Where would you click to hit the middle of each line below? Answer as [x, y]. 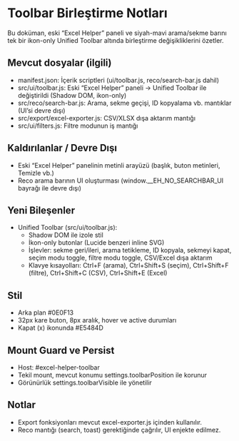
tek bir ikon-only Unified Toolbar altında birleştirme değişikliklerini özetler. [116, 40]
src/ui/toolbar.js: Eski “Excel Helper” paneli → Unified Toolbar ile [112, 88]
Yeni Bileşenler [41, 210]
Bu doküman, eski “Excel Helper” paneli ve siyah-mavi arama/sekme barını [117, 33]
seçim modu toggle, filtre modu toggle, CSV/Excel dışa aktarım [120, 258]
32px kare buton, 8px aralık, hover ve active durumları [97, 320]
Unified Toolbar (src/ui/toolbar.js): [67, 228]
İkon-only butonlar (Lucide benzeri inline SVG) [96, 243]
